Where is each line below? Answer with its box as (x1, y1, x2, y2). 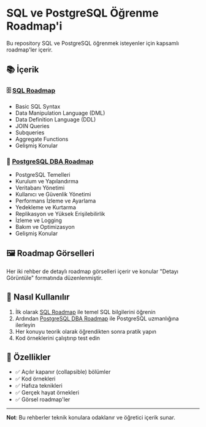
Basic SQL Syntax (15, 102, 61, 110)
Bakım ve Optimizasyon (15, 223, 75, 230)
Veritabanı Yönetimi (15, 184, 65, 191)
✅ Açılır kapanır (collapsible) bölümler (15, 368, 111, 375)
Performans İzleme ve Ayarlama (15, 197, 96, 204)
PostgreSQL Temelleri (15, 171, 71, 178)
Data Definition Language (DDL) (15, 115, 96, 123)
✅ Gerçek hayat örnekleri (15, 389, 80, 396)
